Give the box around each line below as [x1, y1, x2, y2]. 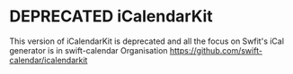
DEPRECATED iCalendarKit [9, 6, 213, 27]
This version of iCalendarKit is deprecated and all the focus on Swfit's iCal [9, 36, 285, 46]
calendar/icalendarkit [9, 54, 88, 65]
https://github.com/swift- [169, 45, 263, 55]
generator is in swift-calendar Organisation [9, 45, 168, 55]
